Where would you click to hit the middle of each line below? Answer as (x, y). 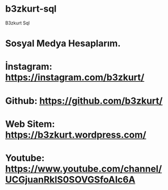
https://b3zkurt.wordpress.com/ (76, 135)
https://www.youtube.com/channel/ (84, 169)
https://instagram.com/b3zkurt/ (75, 77)
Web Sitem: (30, 124)
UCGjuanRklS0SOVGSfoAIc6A (70, 180)
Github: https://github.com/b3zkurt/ (84, 101)
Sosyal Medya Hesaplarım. (63, 43)
